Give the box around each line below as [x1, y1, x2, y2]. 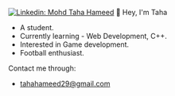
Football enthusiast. [19, 48, 85, 57]
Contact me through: [8, 63, 76, 73]
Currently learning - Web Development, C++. [19, 32, 167, 40]
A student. [19, 23, 54, 32]
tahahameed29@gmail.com [19, 79, 111, 88]
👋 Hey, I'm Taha [115, 8, 168, 17]
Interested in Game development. [19, 40, 130, 49]
